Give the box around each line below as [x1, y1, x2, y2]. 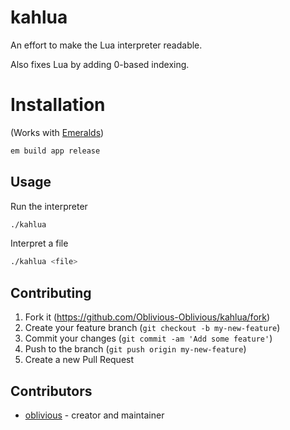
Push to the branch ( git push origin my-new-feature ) [24, 343, 247, 355]
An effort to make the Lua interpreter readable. [10, 39, 203, 51]
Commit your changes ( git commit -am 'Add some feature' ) [24, 332, 273, 345]
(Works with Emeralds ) [10, 126, 105, 138]
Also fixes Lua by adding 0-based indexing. [10, 58, 190, 70]
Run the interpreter [10, 200, 88, 212]
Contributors [10, 382, 93, 400]
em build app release [10, 146, 101, 156]
